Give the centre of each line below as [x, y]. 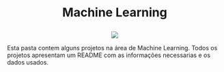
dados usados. [28, 62]
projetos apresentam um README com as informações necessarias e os [109, 55]
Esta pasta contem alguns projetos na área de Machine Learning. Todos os [112, 48]
